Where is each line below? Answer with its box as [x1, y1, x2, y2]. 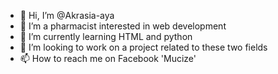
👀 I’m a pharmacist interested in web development [19, 20, 227, 32]
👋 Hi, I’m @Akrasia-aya [19, 10, 115, 21]
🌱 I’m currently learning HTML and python [19, 31, 193, 42]
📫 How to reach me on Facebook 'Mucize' [19, 53, 197, 64]
